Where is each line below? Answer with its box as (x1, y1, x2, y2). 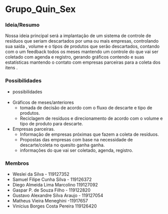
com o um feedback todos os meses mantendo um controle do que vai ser (5, 49, 158, 55)
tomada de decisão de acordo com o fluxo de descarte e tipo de (19, 104, 152, 111)
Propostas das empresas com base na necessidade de (19, 136, 133, 142)
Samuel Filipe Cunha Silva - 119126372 (12, 176, 92, 182)
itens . (5, 65, 18, 71)
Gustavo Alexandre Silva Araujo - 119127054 (12, 192, 103, 198)
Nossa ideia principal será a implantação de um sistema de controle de (5, 33, 151, 39)
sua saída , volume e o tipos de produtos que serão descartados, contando (5, 44, 160, 50)
